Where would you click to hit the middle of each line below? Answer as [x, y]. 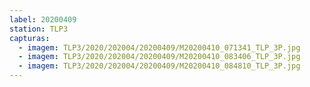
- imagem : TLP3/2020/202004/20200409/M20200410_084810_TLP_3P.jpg [159, 66]
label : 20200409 [43, 19]
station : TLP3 [39, 29]
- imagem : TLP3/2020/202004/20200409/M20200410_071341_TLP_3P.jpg [159, 47]
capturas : [30, 38]
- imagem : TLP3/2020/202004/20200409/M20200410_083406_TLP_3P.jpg [159, 57]
